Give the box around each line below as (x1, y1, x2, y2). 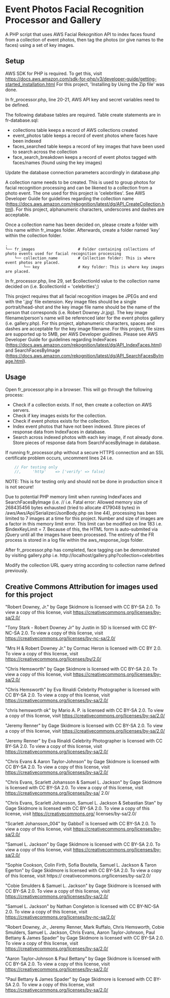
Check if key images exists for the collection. (12, 412, 107, 419)
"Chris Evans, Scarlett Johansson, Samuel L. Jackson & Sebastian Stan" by (5, 800, 162, 806)
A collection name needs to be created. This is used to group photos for (5, 179, 156, 185)
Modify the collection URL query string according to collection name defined (5, 562, 165, 568)
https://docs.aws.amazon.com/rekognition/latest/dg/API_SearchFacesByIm (7, 352, 164, 358)
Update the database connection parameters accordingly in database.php (5, 169, 160, 175)
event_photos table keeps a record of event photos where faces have (12, 132, 158, 138)
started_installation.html (5, 81, 55, 87)
